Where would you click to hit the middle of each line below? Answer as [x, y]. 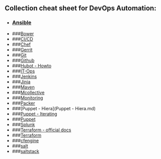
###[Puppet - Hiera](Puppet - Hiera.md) [54, 108]
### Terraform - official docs [42, 130]
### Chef [21, 44]
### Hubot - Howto [31, 65]
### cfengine [25, 140]
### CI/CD [22, 39]
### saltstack [26, 151]
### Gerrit [22, 49]
